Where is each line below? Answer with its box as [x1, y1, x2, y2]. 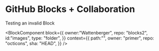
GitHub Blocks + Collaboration [5, 3, 135, 15]
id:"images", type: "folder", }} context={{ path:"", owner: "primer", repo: [5, 35, 154, 41]
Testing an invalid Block [5, 20, 55, 26]
